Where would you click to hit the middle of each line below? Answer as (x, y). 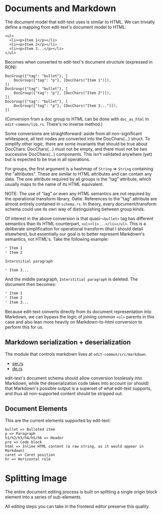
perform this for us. (24, 327)
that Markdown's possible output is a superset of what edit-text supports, (78, 388)
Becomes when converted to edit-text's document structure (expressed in (79, 62)
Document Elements (36, 409)
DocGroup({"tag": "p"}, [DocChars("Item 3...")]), (66, 106)
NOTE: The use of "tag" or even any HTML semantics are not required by (78, 193)
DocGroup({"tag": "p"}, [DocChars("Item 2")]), (62, 93)
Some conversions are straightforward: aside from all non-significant (74, 133)
